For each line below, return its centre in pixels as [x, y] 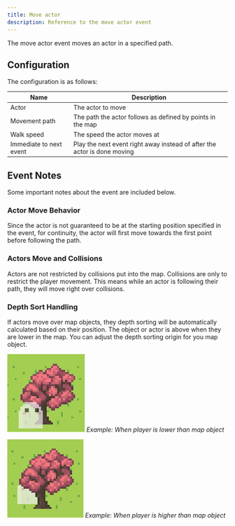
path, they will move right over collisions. [66, 289]
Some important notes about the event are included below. [92, 192]
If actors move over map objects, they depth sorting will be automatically [112, 322]
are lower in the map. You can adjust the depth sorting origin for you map [113, 337]
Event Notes [34, 175]
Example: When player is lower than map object [155, 429]
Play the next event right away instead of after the [145, 144]
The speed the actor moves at [116, 134]
